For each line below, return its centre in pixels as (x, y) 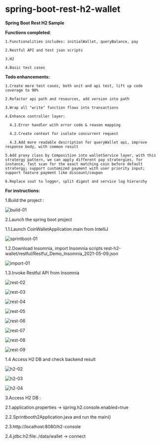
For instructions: (23, 190)
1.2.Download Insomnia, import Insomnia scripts (54, 248)
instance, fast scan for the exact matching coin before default (74, 164)
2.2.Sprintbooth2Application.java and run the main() (58, 417)
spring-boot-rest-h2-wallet (63, 9)
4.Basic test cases (25, 67)
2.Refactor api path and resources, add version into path (67, 99)
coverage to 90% (22, 90)
